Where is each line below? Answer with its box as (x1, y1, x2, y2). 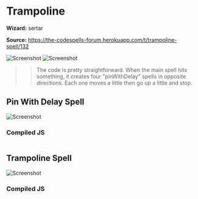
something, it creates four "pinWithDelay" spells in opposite (36, 72, 186, 80)
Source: (6, 36, 27, 43)
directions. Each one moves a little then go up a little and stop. (36, 79, 193, 86)
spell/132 (6, 43, 29, 50)
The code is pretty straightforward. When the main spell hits (36, 66, 188, 74)
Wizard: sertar (6, 24, 44, 32)
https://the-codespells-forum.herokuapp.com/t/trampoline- (28, 36, 177, 43)
